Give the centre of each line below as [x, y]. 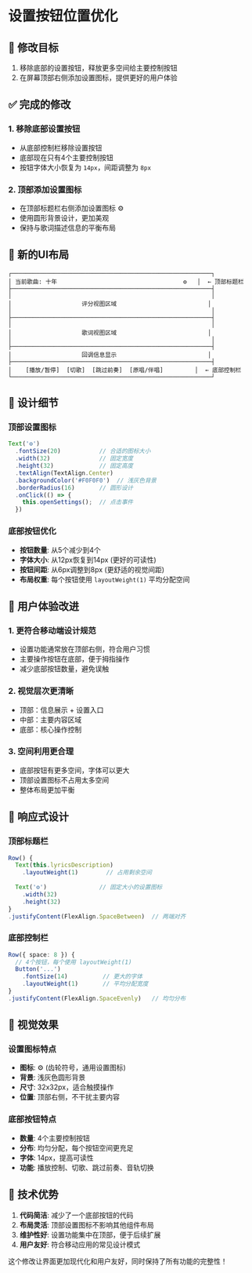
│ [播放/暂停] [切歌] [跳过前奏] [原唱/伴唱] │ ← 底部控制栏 [125, 370]
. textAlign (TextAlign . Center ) [64, 473]
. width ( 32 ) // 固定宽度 [74, 459]
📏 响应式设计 [38, 817]
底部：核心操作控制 [50, 729]
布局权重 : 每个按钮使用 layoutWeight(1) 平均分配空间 [104, 579]
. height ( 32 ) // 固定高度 [74, 466]
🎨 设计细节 [33, 403]
